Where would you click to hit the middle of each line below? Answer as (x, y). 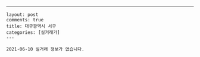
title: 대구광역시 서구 (31, 26)
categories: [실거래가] (33, 33)
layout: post (22, 15)
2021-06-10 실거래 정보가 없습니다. (45, 49)
